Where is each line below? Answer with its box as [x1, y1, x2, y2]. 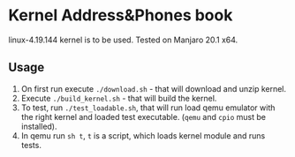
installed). [20, 121, 58, 131]
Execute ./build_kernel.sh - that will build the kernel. [20, 93, 217, 103]
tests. [20, 139, 42, 150]
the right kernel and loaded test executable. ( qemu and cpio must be [20, 111, 267, 122]
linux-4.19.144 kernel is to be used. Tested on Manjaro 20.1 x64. [8, 34, 238, 45]
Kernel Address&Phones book [8, 5, 233, 26]
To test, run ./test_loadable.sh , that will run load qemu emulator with [20, 102, 276, 113]
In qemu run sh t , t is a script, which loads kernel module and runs [20, 130, 266, 141]
